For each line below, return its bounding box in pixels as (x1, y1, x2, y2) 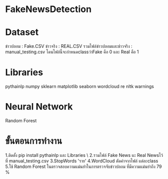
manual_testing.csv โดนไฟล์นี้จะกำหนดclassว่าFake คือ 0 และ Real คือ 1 (5, 49, 139, 55)
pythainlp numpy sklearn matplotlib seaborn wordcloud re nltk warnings (5, 83, 154, 89)
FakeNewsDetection (5, 4, 92, 15)
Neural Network (5, 101, 73, 113)
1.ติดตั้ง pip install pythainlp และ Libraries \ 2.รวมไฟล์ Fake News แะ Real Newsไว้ (5, 152, 163, 158)
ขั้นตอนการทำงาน (5, 135, 62, 147)
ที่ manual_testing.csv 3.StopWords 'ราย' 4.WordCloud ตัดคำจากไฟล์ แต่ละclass (5, 157, 158, 164)
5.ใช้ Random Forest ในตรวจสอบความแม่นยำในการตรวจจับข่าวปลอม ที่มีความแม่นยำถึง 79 (5, 163, 162, 169)
